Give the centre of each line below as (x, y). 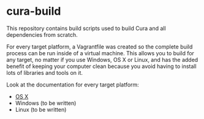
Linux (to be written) (41, 109)
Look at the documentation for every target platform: (73, 85)
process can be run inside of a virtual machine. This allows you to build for (100, 53)
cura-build (34, 11)
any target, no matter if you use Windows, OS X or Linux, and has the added (102, 60)
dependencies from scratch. (42, 34)
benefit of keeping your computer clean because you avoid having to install (102, 66)
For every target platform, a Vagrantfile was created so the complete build (100, 47)
